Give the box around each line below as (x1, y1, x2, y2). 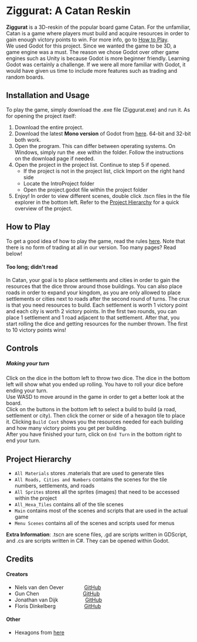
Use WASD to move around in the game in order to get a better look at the (6, 394, 185, 401)
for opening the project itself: (6, 112, 76, 119)
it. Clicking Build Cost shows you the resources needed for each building (6, 418, 184, 425)
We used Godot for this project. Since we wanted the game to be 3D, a (6, 42, 176, 49)
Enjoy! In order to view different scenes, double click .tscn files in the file (14, 192, 191, 199)
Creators (6, 570, 28, 577)
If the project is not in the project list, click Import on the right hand (23, 167, 185, 174)
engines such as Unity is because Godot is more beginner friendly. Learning (6, 55, 190, 62)
